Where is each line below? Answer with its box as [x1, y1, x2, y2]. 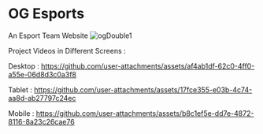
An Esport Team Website [8, 31, 89, 40]
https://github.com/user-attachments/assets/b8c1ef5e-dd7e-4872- [35, 108, 254, 118]
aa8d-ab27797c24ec [8, 93, 76, 102]
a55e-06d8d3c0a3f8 [8, 69, 77, 79]
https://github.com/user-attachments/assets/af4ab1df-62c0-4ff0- [40, 61, 255, 71]
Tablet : [8, 84, 33, 95]
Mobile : [8, 108, 35, 118]
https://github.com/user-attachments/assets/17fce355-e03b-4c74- [34, 84, 253, 95]
